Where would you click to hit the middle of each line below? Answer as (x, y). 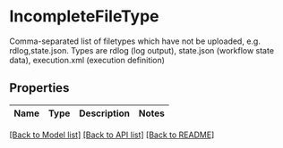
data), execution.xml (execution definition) (87, 60)
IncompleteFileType (84, 16)
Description (104, 113)
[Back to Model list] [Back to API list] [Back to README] (112, 135)
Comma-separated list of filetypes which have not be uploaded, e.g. (135, 41)
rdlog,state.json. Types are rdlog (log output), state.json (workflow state (142, 50)
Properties (39, 88)
